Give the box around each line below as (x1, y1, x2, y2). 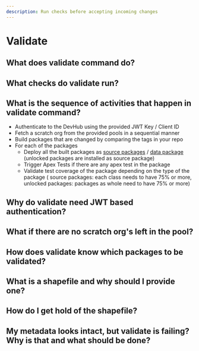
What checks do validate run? (6, 78, 119, 88)
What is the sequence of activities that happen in (6, 98, 192, 108)
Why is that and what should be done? (6, 335, 151, 345)
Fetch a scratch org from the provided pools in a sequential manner (14, 129, 180, 137)
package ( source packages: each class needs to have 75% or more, (23, 173, 192, 181)
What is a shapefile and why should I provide (6, 276, 175, 286)
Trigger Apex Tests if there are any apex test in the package (23, 161, 170, 168)
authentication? (6, 206, 67, 217)
